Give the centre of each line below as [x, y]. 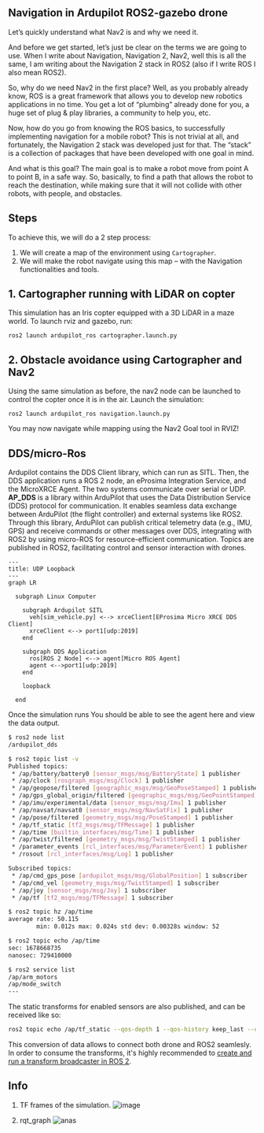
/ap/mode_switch [35, 984]
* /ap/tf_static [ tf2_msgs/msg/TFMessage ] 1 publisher [103, 825]
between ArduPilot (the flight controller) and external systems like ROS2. [126, 514]
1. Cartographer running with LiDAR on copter [122, 294]
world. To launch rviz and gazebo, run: [71, 321]
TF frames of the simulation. [65, 1105]
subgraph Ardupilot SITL [63, 611]
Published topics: [38, 766]
